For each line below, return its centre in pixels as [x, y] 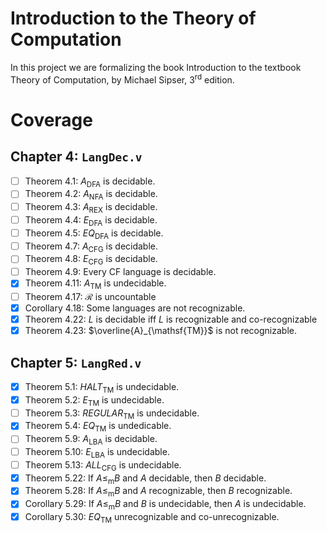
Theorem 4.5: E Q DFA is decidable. [94, 234]
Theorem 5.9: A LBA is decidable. [91, 440]
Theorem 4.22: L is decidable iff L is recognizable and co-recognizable [171, 319]
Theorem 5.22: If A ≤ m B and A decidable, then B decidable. [145, 479]
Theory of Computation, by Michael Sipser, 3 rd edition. [122, 79]
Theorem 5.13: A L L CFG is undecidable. [103, 465]
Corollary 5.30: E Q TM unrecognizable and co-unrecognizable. [152, 518]
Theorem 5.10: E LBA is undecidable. [97, 453]
